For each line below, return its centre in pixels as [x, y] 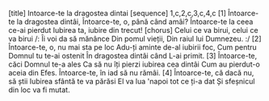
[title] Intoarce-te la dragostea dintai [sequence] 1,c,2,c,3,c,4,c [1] [117, 13]
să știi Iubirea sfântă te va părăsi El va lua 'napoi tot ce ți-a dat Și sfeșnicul [132, 81]
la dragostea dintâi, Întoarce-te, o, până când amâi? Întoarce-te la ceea [135, 22]
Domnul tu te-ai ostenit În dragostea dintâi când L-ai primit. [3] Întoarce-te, [133, 56]
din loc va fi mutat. [39, 90]
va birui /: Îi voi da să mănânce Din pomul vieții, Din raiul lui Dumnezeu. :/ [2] [135, 38]
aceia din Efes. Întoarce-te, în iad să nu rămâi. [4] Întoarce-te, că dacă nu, [131, 73]
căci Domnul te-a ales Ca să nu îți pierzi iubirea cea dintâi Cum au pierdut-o [134, 64]
